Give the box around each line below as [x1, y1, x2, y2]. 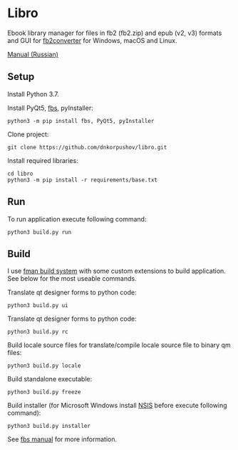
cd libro [7, 170, 33, 177]
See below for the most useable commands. [7, 274, 137, 283]
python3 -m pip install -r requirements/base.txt [7, 176, 158, 184]
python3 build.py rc [7, 329, 69, 336]
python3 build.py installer [7, 423, 91, 430]
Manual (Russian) [7, 50, 59, 59]
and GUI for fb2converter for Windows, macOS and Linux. [7, 36, 177, 44]
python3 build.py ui [7, 302, 69, 309]
